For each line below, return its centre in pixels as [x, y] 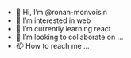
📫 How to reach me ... [52, 46]
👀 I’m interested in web [53, 20]
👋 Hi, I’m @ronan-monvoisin [61, 12]
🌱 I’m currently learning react [63, 29]
